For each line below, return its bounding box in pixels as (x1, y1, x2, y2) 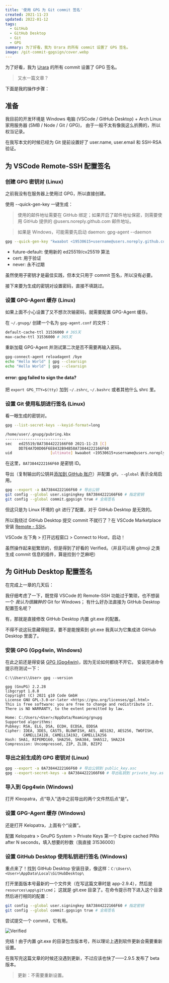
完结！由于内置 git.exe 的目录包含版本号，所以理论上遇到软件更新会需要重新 (5, 938, 162, 944)
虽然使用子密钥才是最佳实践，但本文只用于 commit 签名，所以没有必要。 (5, 272, 155, 278)
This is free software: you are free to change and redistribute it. (5, 702, 154, 707)
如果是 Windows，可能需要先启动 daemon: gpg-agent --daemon (17, 229, 152, 235)
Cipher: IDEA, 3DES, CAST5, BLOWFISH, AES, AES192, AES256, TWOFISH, (5, 728, 154, 733)
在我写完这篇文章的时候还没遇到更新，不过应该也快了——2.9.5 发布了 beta (5, 955, 160, 961)
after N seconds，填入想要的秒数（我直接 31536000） (5, 839, 118, 845)
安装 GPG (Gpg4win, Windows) (5, 646, 82, 653)
